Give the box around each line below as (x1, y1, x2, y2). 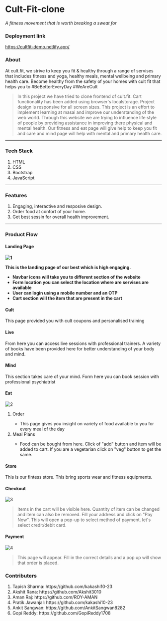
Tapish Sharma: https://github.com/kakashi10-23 (12, 583, 113, 590)
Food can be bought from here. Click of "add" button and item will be (19, 441, 162, 447)
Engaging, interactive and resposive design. (12, 203, 102, 209)
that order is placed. (17, 560, 59, 566)
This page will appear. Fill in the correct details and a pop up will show (17, 554, 162, 560)
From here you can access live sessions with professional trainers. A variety (5, 340, 161, 346)
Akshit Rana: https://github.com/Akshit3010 (12, 589, 102, 595)
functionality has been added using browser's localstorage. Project (17, 98, 155, 104)
